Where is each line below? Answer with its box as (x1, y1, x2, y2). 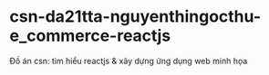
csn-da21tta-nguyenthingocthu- (9, 6, 262, 27)
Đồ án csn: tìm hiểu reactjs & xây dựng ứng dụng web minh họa (9, 55, 248, 66)
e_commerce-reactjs (9, 25, 171, 46)
